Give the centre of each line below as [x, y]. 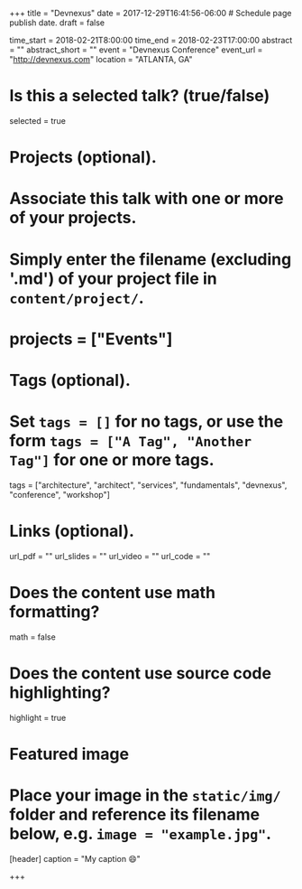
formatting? [55, 611]
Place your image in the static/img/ [145, 795]
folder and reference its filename [134, 814]
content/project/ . [77, 298]
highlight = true [38, 717]
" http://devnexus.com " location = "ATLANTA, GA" [101, 59]
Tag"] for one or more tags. [112, 460]
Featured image [69, 754]
